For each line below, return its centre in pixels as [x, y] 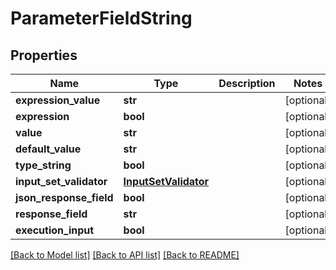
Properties [44, 55]
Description [247, 83]
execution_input [55, 230]
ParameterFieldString [101, 18]
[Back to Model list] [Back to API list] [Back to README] [125, 255]
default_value [48, 149]
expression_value [58, 100]
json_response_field [64, 197]
